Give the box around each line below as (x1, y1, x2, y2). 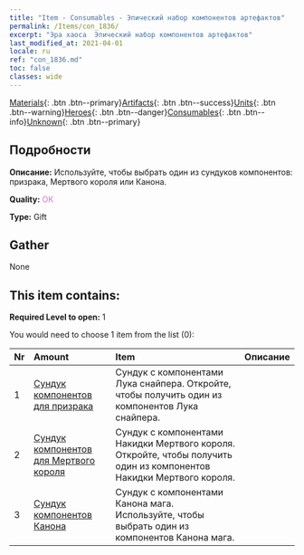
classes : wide (9, 72, 63, 81)
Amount (33, 350, 70, 363)
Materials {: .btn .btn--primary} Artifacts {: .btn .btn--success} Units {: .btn (9, 97, 276, 108)
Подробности (9, 142, 91, 158)
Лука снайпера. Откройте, (115, 378, 232, 390)
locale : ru (9, 47, 51, 56)
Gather (9, 237, 50, 253)
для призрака (33, 400, 94, 413)
